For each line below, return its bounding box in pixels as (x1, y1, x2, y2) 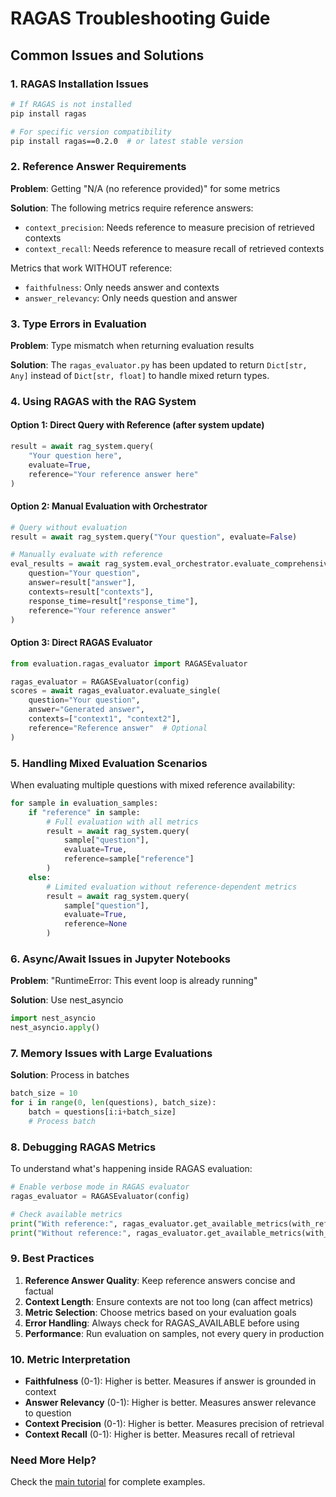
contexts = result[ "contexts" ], (28, 587, 155, 597)
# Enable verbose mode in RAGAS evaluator (10, 1182, 190, 1192)
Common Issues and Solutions (10, 47, 205, 64)
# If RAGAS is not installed (10, 99, 132, 109)
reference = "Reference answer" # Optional (28, 723, 208, 733)
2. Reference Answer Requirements (10, 160, 187, 174)
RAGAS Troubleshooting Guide (10, 7, 271, 30)
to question (24, 1407, 72, 1419)
